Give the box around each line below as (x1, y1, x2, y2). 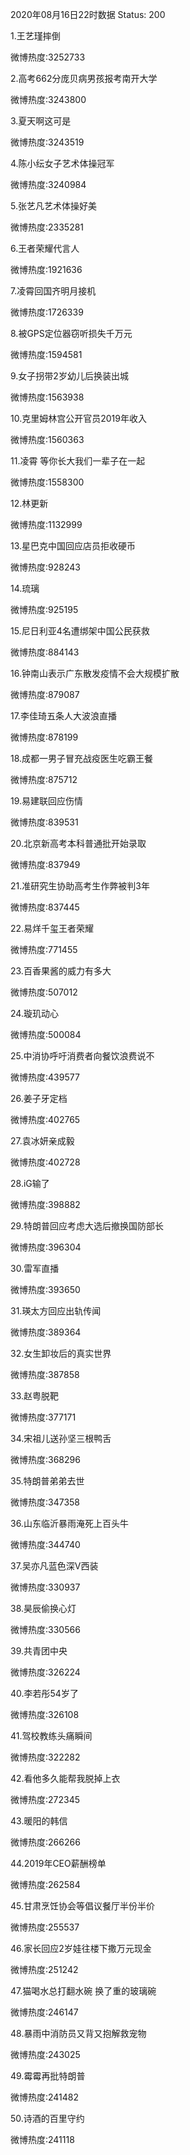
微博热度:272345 (10, 1794, 81, 1805)
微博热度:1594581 (10, 349, 83, 360)
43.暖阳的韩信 (10, 1815, 68, 1827)
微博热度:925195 (10, 604, 79, 615)
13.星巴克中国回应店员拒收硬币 (10, 540, 137, 552)
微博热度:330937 (10, 1581, 81, 1593)
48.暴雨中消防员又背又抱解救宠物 (10, 2028, 147, 2039)
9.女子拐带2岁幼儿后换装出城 (10, 370, 129, 382)
